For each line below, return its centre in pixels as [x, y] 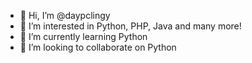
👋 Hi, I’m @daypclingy [65, 15]
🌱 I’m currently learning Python [83, 36]
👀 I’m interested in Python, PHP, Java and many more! [130, 26]
